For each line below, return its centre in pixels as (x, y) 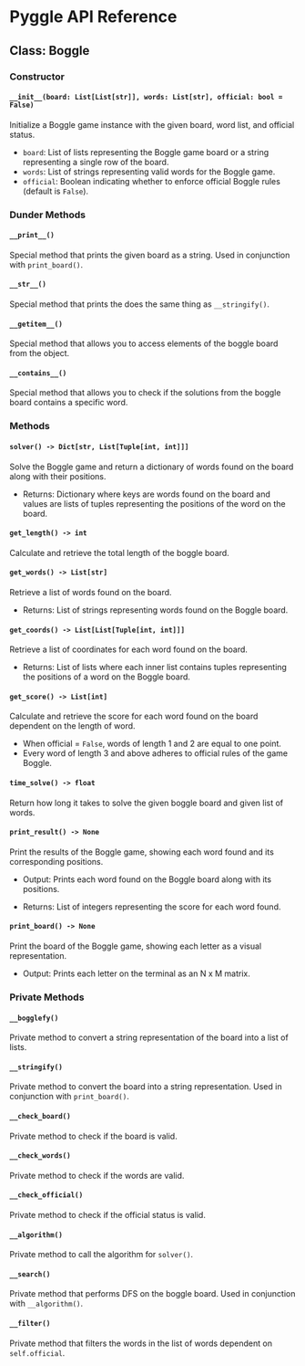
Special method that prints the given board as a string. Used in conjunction (150, 255)
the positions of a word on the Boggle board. (107, 677)
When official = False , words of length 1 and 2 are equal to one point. (152, 744)
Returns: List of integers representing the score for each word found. (152, 907)
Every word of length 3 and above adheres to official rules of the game (155, 753)
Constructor (37, 77)
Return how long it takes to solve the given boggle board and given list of (147, 803)
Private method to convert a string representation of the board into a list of (149, 1037)
